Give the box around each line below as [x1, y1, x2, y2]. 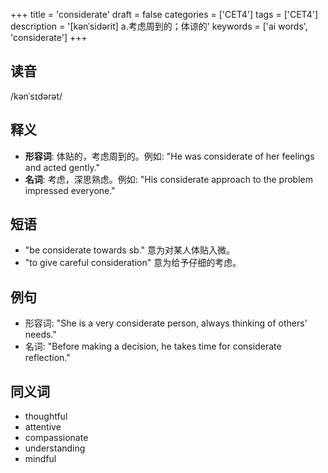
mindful [24, 453, 57, 465]
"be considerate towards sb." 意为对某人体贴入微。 [24, 244, 235, 256]
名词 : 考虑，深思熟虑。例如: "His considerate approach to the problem [24, 173, 314, 185]
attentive [24, 421, 62, 433]
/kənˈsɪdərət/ [10, 90, 63, 102]
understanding [24, 442, 86, 454]
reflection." [24, 352, 71, 364]
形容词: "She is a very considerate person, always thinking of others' [24, 317, 308, 329]
